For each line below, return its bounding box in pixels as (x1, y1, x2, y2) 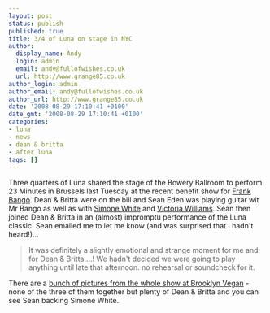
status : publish (8, 20, 63, 28)
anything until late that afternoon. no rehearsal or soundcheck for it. (28, 263, 255, 272)
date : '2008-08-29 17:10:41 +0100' (8, 102, 129, 111)
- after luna (8, 148, 53, 156)
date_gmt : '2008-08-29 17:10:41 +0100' (8, 111, 144, 119)
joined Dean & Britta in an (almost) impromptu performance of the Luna (8, 212, 246, 222)
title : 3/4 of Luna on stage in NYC (8, 34, 133, 43)
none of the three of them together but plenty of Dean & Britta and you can (8, 287, 259, 297)
